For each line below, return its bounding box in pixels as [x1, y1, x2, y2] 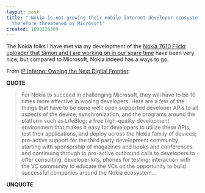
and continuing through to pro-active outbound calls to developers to [21, 150, 195, 157]
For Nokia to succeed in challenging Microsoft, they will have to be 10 [21, 91, 196, 98]
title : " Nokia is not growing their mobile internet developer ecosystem [6, 15, 201, 21]
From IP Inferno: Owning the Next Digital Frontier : [6, 68, 130, 75]
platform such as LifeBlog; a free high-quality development [21, 117, 170, 125]
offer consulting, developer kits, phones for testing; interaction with [21, 156, 191, 164]
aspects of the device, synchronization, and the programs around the [21, 111, 196, 118]
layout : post [6, 9, 40, 15]
